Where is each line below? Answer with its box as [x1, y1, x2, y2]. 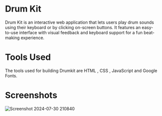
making [5, 35, 20, 41]
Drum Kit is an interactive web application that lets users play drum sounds [5, 19, 154, 25]
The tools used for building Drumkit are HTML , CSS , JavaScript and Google [5, 68, 158, 73]
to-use [5, 29, 18, 35]
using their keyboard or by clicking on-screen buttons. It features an [5, 24, 141, 30]
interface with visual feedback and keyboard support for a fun [19, 29, 143, 35]
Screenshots [5, 90, 58, 101]
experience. [20, 35, 44, 41]
